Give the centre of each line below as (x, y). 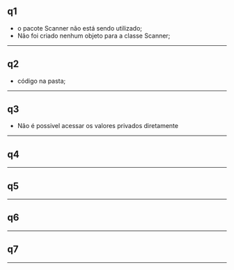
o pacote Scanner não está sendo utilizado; (80, 28)
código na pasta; (41, 81)
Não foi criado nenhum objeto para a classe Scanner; (94, 35)
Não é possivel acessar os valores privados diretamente (98, 126)
